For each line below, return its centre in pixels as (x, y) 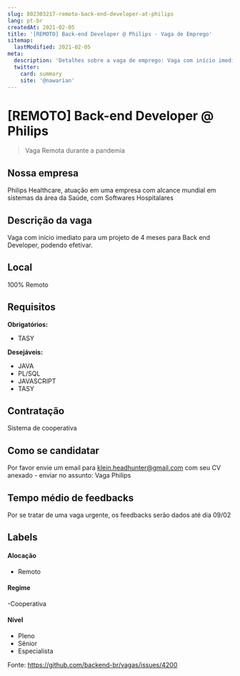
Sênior (27, 644)
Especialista (35, 651)
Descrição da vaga (50, 220)
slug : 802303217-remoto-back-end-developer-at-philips (91, 14)
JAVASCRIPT (37, 381)
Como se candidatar (54, 450)
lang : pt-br (25, 21)
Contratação (36, 411)
